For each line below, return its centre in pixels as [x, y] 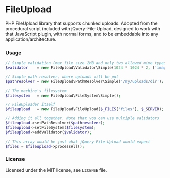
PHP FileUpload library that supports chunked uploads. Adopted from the [81, 23]
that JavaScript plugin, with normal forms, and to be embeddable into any [82, 34]
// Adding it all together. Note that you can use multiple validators [82, 118]
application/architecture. [31, 39]
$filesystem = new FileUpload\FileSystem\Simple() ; [63, 95]
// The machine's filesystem [36, 91]
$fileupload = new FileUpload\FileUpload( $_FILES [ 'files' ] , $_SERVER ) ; [85, 109]
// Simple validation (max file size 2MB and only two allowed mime [79, 63]
